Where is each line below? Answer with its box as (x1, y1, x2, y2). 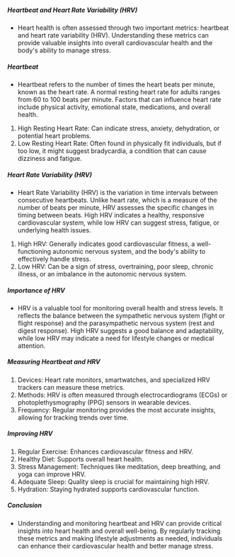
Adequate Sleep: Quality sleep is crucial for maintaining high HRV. (17, 477, 210, 485)
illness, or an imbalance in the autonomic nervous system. (17, 269, 188, 278)
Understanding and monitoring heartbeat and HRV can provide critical (17, 519, 222, 527)
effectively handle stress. (17, 254, 91, 263)
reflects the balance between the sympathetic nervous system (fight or (17, 311, 225, 320)
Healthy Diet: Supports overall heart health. (17, 454, 144, 463)
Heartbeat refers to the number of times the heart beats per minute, (17, 80, 215, 89)
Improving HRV (7, 429, 53, 438)
